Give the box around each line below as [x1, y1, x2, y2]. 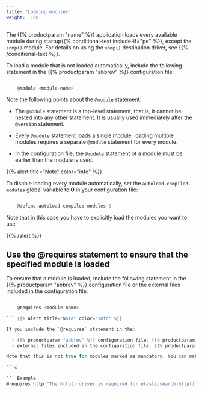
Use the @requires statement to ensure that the [6, 249, 188, 259]
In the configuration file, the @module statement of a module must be [14, 150, 183, 157]
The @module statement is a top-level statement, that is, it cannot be [14, 108, 182, 115]
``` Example [6, 376, 36, 382]
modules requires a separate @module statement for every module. [14, 138, 178, 146]
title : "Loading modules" [6, 8, 71, 15]
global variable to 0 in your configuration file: [26, 186, 138, 193]
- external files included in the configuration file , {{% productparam [11, 342, 198, 349]
